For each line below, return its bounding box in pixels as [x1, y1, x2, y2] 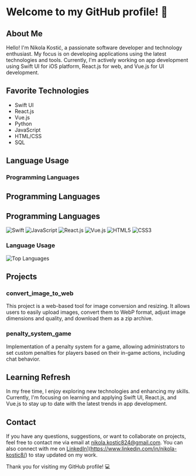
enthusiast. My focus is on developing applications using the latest [6, 50, 167, 57]
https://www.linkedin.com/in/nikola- [90, 445, 177, 453]
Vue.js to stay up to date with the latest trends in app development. [6, 400, 168, 407]
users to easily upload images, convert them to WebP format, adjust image [6, 309, 186, 316]
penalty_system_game [6, 330, 72, 338]
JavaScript [14, 126, 41, 133]
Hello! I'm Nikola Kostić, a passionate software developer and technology [6, 44, 183, 51]
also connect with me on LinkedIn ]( [6, 445, 91, 453]
